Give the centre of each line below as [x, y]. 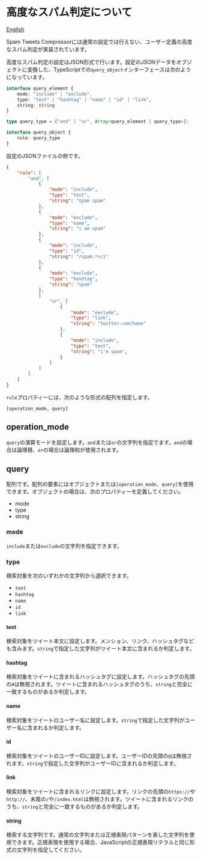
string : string [36, 105]
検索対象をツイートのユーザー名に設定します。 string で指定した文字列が [95, 720]
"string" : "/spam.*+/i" [79, 256]
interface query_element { [40, 88]
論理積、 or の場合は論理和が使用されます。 [69, 450]
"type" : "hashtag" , [73, 279]
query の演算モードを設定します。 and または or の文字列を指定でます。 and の [97, 442]
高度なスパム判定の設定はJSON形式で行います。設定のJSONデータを [91, 62]
